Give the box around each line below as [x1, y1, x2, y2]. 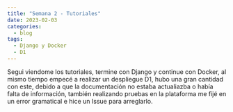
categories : [7, 23, 42, 30]
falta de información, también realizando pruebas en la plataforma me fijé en [7, 89, 227, 97]
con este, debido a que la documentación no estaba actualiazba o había [7, 82, 214, 91]
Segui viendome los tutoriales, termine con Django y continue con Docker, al [7, 67, 227, 76]
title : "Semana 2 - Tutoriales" [7, 10, 101, 17]
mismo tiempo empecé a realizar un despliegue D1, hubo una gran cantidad [7, 75, 224, 83]
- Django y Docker [13, 42, 67, 49]
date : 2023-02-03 [7, 17, 58, 24]
